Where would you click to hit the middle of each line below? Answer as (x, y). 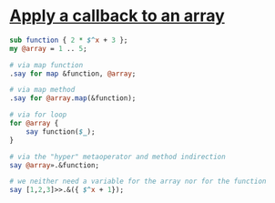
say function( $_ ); (61, 132)
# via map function (46, 65)
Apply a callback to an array (117, 16)
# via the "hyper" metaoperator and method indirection (117, 157)
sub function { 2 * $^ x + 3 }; (69, 40)
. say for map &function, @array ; (73, 74)
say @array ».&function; (55, 165)
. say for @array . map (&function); (73, 98)
